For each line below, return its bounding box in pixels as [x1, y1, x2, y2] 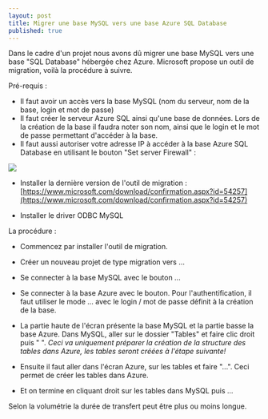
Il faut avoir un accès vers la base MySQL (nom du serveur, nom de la [19, 97, 250, 107]
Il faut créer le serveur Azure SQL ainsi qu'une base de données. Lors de [19, 114, 260, 123]
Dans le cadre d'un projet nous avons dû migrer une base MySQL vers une [8, 49, 254, 58]
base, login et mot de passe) [19, 105, 114, 115]
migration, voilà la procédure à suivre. [8, 66, 133, 75]
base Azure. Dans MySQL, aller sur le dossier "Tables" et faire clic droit [19, 329, 255, 339]
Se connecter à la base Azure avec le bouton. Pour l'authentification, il [19, 288, 252, 298]
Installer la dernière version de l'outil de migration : [19, 178, 188, 188]
